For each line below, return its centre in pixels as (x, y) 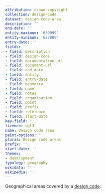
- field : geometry (24, 84)
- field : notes (21, 93)
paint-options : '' (24, 135)
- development (20, 158)
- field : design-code (28, 56)
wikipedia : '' (20, 172)
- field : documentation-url (34, 61)
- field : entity (22, 75)
